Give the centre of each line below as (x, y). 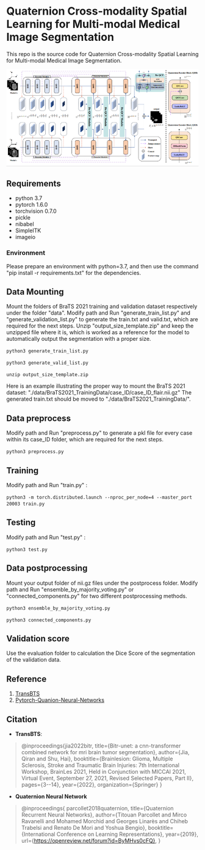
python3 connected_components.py (49, 620)
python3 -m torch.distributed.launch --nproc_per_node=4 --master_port (99, 498)
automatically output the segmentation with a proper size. (79, 339)
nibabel (25, 224)
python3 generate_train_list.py (47, 351)
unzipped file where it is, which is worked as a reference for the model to (98, 332)
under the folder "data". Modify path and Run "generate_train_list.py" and (99, 313)
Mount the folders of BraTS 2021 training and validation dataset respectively (102, 307)
